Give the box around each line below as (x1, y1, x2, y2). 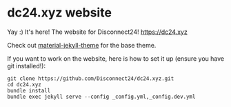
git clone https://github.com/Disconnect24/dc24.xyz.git (7, 75, 174, 82)
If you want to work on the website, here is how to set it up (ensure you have (7, 54, 225, 63)
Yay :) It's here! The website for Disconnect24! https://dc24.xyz (7, 28, 188, 36)
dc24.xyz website (7, 5, 112, 21)
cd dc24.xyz (7, 81, 41, 88)
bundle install (7, 87, 51, 94)
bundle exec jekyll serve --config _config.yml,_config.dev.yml (7, 93, 196, 100)
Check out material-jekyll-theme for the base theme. (7, 41, 157, 49)
